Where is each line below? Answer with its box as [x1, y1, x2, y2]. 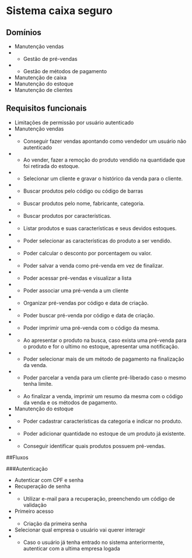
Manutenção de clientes [14, 87, 73, 93]
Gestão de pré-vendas [23, 56, 78, 62]
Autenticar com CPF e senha [14, 476, 83, 484]
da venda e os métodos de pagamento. [23, 399, 118, 406]
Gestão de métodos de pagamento [23, 68, 107, 74]
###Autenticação [6, 465, 48, 472]
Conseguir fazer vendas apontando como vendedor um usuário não [23, 138, 187, 145]
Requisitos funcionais [6, 104, 87, 114]
